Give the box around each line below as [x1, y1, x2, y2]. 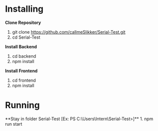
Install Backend [5, 44, 38, 49]
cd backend [12, 53, 37, 59]
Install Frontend [5, 67, 38, 74]
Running [5, 100, 40, 111]
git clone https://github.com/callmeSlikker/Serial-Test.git [12, 29, 126, 35]
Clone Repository [5, 20, 41, 25]
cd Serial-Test [12, 34, 40, 40]
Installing [5, 3, 44, 15]
